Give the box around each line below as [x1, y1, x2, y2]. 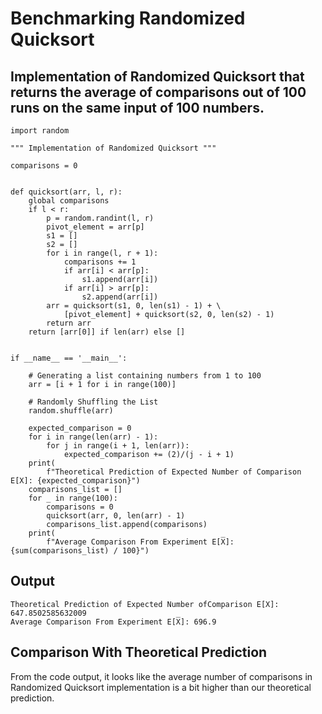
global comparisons [28, 196, 110, 206]
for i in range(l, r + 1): [46, 248, 159, 258]
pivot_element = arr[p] [46, 222, 145, 232]
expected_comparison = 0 [28, 423, 132, 433]
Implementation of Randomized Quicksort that [10, 68, 305, 85]
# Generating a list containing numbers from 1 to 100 [28, 371, 262, 381]
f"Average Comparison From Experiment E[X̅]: [46, 537, 235, 547]
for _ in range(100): [28, 493, 118, 503]
